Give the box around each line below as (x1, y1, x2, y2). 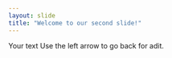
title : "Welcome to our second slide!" (8, 19, 142, 27)
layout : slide (8, 11, 56, 20)
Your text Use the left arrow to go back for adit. (8, 41, 165, 50)
